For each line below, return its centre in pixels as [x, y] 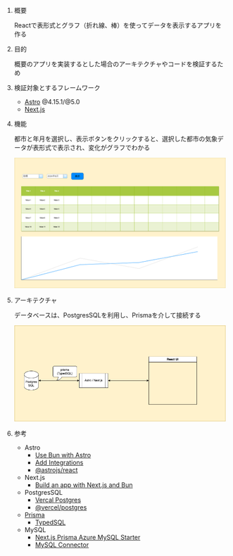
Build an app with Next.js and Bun [84, 485]
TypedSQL [50, 522]
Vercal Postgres [58, 500]
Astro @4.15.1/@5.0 [52, 102]
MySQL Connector [62, 545]
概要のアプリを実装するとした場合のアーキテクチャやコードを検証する [115, 64]
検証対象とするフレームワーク [57, 88]
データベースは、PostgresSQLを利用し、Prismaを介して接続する [107, 315]
